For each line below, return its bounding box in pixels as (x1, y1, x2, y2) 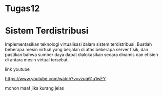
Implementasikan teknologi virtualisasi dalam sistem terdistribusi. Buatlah (5, 41, 152, 47)
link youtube (5, 66, 30, 72)
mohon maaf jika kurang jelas (5, 85, 64, 91)
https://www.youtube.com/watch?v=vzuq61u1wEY (5, 76, 106, 82)
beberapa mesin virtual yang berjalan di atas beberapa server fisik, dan (5, 47, 149, 53)
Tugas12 (5, 3, 40, 14)
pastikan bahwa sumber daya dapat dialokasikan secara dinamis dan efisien (5, 52, 158, 58)
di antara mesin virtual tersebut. (5, 57, 69, 63)
